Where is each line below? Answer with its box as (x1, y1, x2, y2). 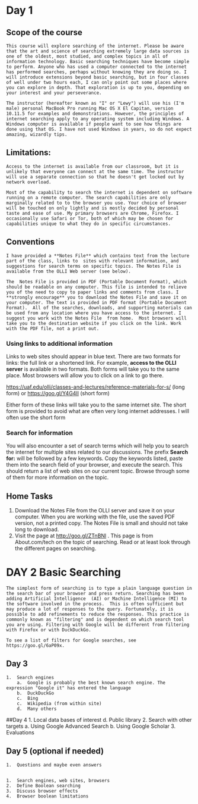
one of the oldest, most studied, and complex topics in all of (6, 54, 168, 60)
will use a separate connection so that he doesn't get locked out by (6, 174, 184, 180)
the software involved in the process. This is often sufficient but (6, 600, 184, 607)
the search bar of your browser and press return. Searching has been (6, 590, 184, 596)
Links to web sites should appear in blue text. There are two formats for (6, 352, 181, 360)
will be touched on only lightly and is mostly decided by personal (6, 205, 179, 211)
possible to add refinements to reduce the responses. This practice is (6, 611, 190, 617)
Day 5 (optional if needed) (6, 746, 104, 756)
